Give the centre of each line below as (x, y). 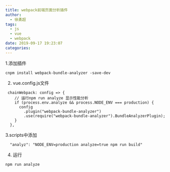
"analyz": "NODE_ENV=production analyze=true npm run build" (76, 144)
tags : (11, 24)
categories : (18, 48)
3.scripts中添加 (21, 135)
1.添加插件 (16, 63)
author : (14, 15)
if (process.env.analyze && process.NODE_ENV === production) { (84, 103)
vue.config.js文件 (31, 83)
